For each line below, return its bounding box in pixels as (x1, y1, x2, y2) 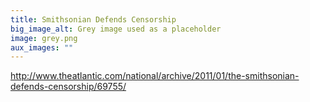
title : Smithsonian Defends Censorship (10, 14, 177, 25)
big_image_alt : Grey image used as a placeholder (10, 24, 222, 34)
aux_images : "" (10, 42, 74, 53)
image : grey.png (10, 33, 78, 43)
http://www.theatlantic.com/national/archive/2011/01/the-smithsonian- (10, 70, 300, 82)
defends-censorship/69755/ (10, 81, 127, 93)
